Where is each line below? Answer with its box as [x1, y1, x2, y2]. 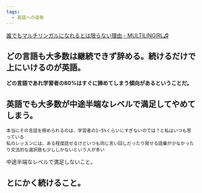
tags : [6, 8, 20, 15]
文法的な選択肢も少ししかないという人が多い [10, 147, 105, 153]
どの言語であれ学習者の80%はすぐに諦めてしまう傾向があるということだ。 [6, 80, 192, 87]
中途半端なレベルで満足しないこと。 [6, 158, 96, 166]
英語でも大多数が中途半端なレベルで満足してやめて [6, 99, 196, 109]
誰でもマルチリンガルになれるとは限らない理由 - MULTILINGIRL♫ [6, 31, 169, 39]
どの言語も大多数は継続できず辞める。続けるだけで [6, 51, 196, 61]
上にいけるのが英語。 [6, 62, 85, 72]
